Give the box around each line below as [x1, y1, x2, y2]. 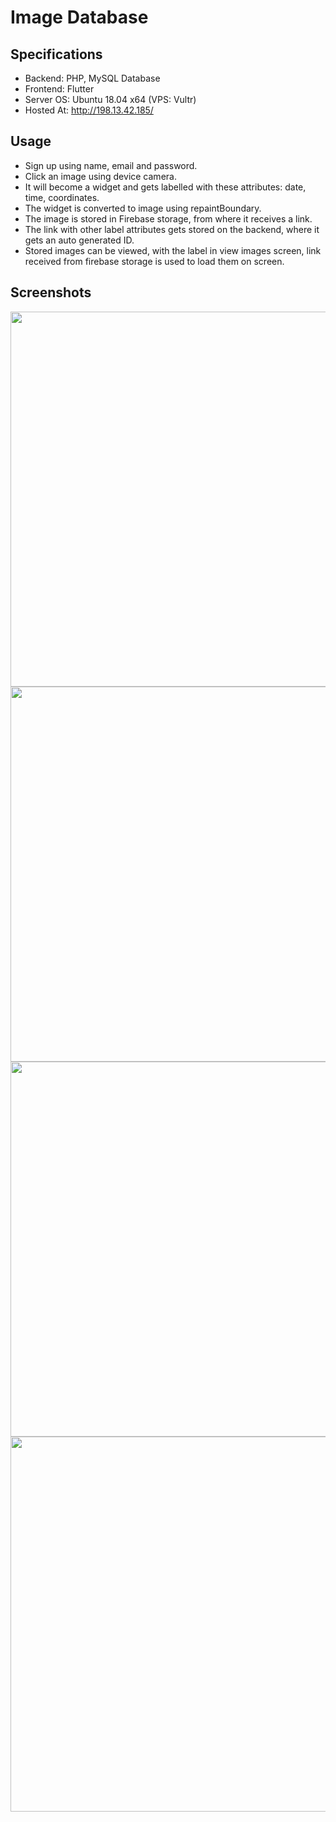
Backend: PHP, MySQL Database [24, 72, 161, 84]
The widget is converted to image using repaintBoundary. [24, 202, 262, 214]
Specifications [10, 46, 103, 63]
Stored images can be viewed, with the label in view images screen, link [24, 244, 322, 256]
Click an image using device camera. [24, 170, 177, 182]
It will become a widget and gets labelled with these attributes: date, [24, 181, 307, 193]
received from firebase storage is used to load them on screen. [24, 255, 285, 267]
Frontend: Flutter [24, 83, 95, 95]
